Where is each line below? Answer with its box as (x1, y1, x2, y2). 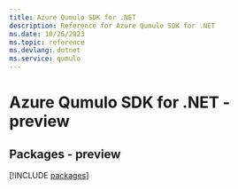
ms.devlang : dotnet (9, 46, 81, 55)
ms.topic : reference (9, 37, 86, 47)
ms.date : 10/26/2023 (9, 29, 86, 38)
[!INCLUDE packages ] (9, 170, 89, 180)
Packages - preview (9, 146, 121, 161)
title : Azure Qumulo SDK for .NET (9, 12, 137, 22)
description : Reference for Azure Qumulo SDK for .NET (9, 21, 216, 30)
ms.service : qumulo (9, 54, 81, 63)
